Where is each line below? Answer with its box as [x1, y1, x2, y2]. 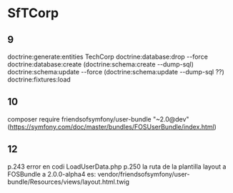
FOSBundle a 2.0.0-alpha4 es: [7, 169, 96, 178]
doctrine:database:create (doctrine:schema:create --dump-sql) [7, 60, 194, 69]
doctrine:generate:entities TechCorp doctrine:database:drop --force [7, 52, 209, 61]
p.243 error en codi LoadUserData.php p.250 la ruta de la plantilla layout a [7, 162, 227, 171]
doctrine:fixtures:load [7, 75, 71, 84]
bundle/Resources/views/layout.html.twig [7, 177, 130, 186]
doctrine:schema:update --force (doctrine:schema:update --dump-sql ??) [7, 68, 225, 76]
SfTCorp [7, 5, 59, 21]
